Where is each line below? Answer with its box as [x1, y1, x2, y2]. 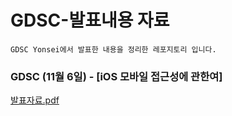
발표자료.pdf [10, 94, 60, 106]
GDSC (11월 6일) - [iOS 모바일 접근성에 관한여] [10, 69, 223, 83]
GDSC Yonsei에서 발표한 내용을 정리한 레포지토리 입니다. [10, 44, 217, 55]
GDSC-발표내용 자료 [10, 9, 170, 32]
